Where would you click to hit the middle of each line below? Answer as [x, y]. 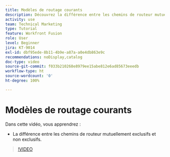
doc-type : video [22, 62]
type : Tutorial [21, 29]
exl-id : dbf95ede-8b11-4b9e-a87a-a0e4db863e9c [55, 52]
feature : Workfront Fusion [34, 33]
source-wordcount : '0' [29, 76]
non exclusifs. [27, 139]
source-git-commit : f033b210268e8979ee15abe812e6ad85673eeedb [72, 66]
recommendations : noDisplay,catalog [44, 57]
